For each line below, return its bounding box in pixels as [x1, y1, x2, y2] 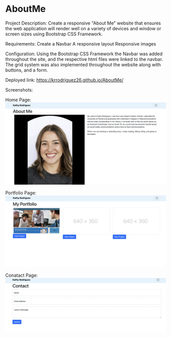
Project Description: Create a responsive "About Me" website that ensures [5, 20, 161, 26]
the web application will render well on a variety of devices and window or [5, 25, 162, 31]
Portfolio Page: [5, 190, 37, 196]
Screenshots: [5, 86, 33, 93]
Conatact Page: [5, 272, 38, 278]
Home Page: [5, 97, 32, 103]
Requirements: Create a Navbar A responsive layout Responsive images [5, 40, 157, 47]
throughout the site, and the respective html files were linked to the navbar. [5, 56, 163, 62]
